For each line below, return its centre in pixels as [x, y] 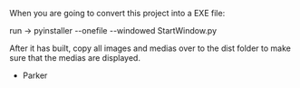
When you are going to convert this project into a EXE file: [117, 13]
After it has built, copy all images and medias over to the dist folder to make [150, 48]
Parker [35, 75]
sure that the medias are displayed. [75, 58]
